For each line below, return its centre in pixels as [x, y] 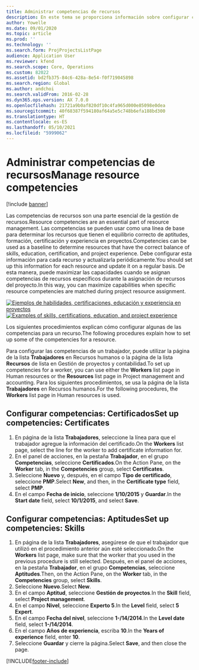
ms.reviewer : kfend [30, 61]
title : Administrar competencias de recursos [63, 12]
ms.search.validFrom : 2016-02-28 [47, 94]
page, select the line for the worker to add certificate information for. [98, 450]
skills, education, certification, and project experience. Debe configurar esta [99, 253]
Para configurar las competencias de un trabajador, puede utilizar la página [98, 351]
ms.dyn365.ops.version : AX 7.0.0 [47, 100]
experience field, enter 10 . [47, 637]
